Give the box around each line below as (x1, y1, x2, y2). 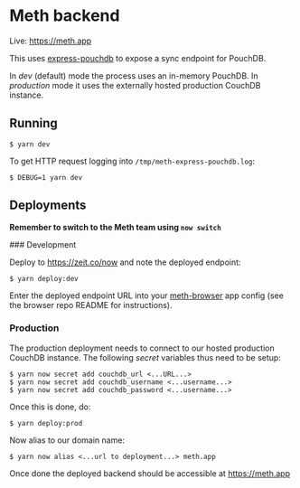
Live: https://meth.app (9, 35, 92, 46)
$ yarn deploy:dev (9, 274, 79, 283)
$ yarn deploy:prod (9, 418, 83, 427)
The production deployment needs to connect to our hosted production (9, 343, 275, 353)
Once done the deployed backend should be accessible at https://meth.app (9, 467, 291, 479)
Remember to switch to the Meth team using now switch (9, 221, 221, 232)
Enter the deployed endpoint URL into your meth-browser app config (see (9, 290, 285, 301)
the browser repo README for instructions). (9, 299, 173, 310)
